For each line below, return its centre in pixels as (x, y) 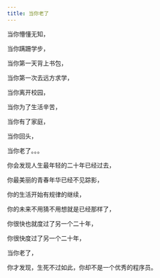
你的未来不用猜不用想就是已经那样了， (61, 209)
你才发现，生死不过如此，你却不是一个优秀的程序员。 (82, 267)
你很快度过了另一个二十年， (46, 238)
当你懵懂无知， (28, 34)
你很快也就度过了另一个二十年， (52, 223)
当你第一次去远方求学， (40, 78)
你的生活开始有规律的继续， (46, 194)
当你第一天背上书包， (37, 63)
